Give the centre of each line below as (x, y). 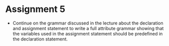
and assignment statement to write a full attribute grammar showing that (88, 28)
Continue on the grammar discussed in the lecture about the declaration (88, 23)
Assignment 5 (35, 9)
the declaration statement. (40, 39)
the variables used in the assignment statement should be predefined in (88, 33)
